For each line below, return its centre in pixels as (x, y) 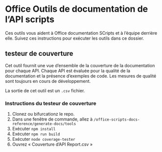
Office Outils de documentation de (77, 9)
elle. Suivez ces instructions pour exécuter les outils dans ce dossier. (75, 38)
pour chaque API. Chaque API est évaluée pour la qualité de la (68, 71)
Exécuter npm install (34, 129)
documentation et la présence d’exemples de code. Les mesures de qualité (81, 76)
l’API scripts (30, 19)
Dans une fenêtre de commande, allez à (52, 119)
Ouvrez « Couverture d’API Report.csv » (52, 144)
